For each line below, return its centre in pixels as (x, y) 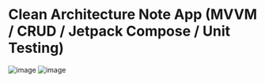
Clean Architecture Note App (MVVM (133, 15)
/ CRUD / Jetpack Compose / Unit (119, 31)
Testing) (36, 48)
